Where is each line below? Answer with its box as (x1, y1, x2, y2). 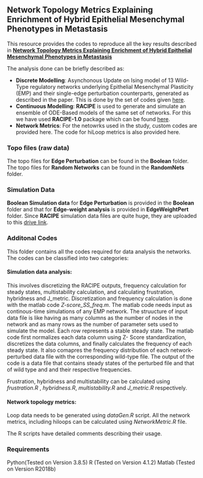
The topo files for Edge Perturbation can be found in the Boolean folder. (7, 158, 189, 165)
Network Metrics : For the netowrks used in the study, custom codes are (15, 122, 198, 129)
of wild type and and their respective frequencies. (7, 365, 132, 373)
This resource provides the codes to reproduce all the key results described (7, 40, 197, 47)
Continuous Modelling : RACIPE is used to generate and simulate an (15, 102, 187, 110)
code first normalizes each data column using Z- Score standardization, (7, 333, 187, 340)
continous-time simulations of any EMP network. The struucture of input (7, 308, 188, 315)
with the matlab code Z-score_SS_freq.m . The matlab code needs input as (7, 301, 193, 308)
